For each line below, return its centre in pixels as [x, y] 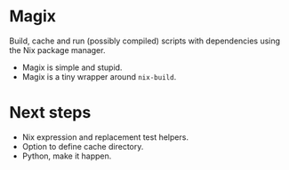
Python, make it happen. [67, 156]
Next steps [50, 113]
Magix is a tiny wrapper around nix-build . [99, 76]
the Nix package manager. [57, 50]
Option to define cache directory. [83, 146]
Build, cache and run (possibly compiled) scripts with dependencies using [145, 41]
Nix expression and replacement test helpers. [105, 137]
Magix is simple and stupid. [72, 67]
